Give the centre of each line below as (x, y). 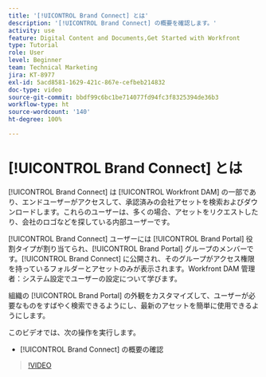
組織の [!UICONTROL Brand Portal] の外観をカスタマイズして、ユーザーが (129, 295)
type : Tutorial (33, 45)
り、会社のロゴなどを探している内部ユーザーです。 (91, 222)
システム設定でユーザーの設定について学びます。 (102, 278)
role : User (26, 53)
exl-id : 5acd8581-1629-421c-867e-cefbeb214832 (87, 82)
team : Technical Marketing (53, 68)
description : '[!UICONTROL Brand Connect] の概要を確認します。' (113, 23)
